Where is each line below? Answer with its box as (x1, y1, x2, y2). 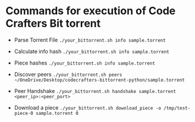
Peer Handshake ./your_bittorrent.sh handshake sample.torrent (14, 87, 177, 94)
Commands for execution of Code (5, 4, 176, 18)
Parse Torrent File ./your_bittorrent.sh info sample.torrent (14, 36, 166, 43)
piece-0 (14, 110, 33, 116)
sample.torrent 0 (36, 110, 78, 116)
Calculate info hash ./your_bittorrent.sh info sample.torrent (14, 47, 170, 54)
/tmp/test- (163, 105, 191, 111)
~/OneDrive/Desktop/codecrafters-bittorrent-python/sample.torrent (14, 77, 185, 83)
